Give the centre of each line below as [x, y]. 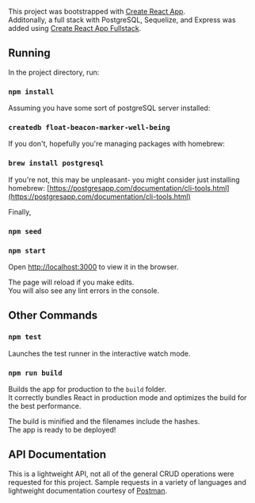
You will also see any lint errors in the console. [84, 290]
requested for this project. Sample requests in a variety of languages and [127, 482]
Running [30, 53]
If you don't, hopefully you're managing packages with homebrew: [117, 144]
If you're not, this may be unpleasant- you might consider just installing [124, 179]
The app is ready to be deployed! [62, 429]
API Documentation [57, 455]
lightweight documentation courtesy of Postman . [88, 490]
